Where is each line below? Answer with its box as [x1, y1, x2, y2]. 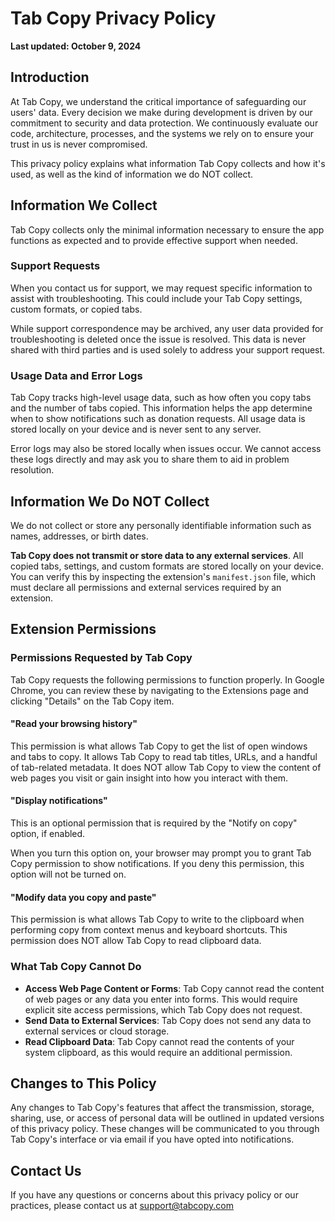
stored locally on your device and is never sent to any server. [10, 423, 262, 436]
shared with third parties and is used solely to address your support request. [10, 343, 326, 356]
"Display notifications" [10, 795, 108, 807]
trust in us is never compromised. [10, 138, 148, 150]
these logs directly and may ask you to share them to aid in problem [10, 453, 290, 466]
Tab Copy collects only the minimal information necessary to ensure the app [10, 223, 325, 236]
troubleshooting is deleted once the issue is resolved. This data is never [10, 333, 307, 345]
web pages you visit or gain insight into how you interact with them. [10, 772, 289, 784]
